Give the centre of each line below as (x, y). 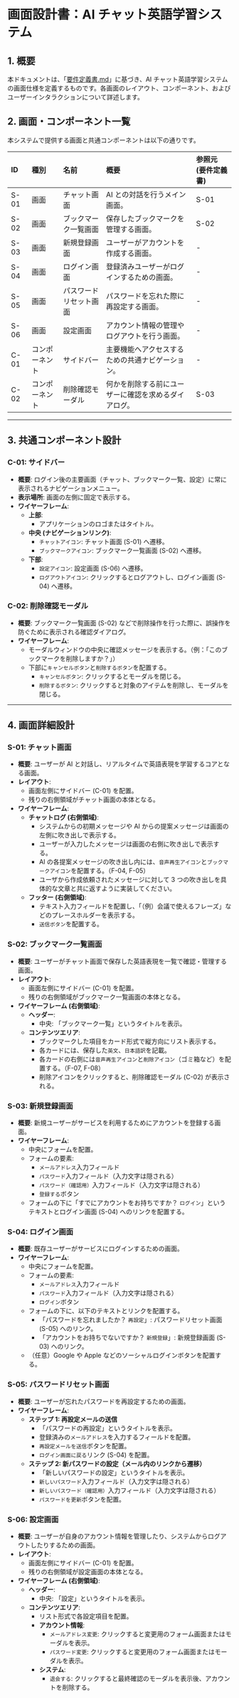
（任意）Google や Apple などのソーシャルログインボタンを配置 (122, 1355)
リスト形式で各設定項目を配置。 (86, 1616)
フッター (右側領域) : (57, 898)
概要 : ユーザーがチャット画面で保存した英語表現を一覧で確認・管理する (122, 961)
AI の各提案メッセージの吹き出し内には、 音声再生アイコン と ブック (131, 862)
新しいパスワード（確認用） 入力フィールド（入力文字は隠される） (129, 1490)
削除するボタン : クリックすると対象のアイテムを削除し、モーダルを (134, 685)
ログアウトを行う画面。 (145, 336)
